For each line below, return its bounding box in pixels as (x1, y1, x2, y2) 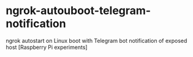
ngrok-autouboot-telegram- (6, 4, 151, 18)
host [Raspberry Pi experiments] (6, 44, 88, 51)
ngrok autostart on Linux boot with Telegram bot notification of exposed (6, 37, 187, 44)
